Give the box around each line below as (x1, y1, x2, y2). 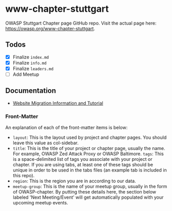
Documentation (5, 87, 56, 95)
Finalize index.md (12, 54, 49, 60)
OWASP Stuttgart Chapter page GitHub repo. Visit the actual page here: (5, 20, 157, 26)
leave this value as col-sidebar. (12, 140, 79, 146)
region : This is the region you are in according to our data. (12, 178, 136, 184)
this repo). (12, 173, 35, 179)
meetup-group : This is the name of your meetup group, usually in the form (12, 183, 167, 189)
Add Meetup (12, 71, 40, 77)
